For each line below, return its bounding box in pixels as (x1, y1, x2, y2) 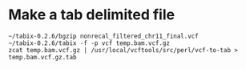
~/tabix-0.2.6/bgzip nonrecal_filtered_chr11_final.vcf (8, 32, 199, 40)
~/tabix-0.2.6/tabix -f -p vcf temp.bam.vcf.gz (8, 39, 171, 47)
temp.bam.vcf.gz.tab (8, 53, 78, 61)
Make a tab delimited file (8, 6, 175, 24)
